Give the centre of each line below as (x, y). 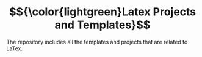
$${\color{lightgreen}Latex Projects (103, 12)
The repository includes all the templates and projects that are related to (97, 42)
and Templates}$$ (103, 25)
